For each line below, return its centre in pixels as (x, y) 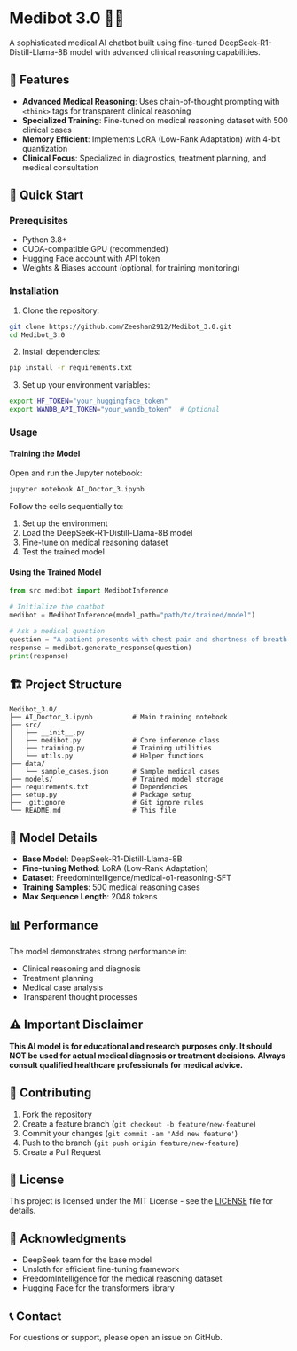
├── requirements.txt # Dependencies (99, 787)
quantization (45, 148)
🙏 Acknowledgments (68, 1238)
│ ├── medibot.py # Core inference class (114, 741)
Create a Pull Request (62, 1151)
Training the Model (45, 453)
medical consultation (60, 167)
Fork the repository (57, 1114)
